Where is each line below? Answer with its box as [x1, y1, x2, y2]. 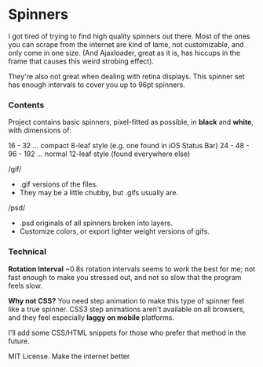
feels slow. [8, 281, 43, 290]
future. [8, 336, 30, 346]
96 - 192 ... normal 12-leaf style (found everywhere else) [8, 149, 191, 158]
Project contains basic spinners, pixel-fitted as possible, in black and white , [8, 118, 254, 127]
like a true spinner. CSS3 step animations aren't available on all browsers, [8, 304, 246, 314]
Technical [8, 246, 47, 257]
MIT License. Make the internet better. [8, 351, 132, 361]
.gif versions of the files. [19, 180, 98, 189]
